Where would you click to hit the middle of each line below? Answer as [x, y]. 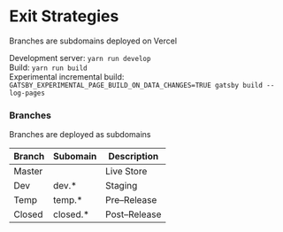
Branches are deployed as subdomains [80, 135]
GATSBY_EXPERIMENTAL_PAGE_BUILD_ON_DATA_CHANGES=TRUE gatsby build [136, 85]
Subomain [75, 157]
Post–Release [134, 214]
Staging [122, 186]
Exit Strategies [64, 16]
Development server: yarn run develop [80, 58]
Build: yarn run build [48, 67]
